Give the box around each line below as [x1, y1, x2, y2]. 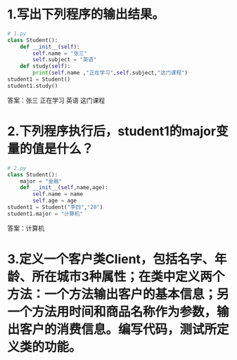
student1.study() [7, 82, 58, 89]
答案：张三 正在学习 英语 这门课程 [7, 96, 105, 104]
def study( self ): [20, 63, 71, 70]
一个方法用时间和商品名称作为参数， [7, 304, 217, 320]
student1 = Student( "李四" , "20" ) [7, 204, 103, 211]
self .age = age [32, 198, 77, 205]
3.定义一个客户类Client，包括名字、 [7, 251, 215, 267]
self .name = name [32, 191, 83, 198]
